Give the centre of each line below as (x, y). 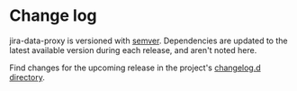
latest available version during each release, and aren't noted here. (133, 50)
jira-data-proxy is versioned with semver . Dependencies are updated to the (148, 41)
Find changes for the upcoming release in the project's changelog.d (135, 68)
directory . (27, 77)
